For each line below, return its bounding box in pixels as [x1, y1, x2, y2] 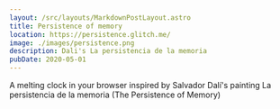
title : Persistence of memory [9, 22, 123, 31]
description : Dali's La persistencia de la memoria [9, 47, 207, 56]
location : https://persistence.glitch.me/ [9, 30, 171, 39]
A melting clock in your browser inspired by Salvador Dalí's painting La [9, 80, 272, 90]
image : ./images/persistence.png [9, 38, 135, 48]
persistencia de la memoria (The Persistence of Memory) [9, 89, 221, 100]
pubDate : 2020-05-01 [9, 55, 87, 64]
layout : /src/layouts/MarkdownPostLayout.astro [9, 13, 192, 23]
